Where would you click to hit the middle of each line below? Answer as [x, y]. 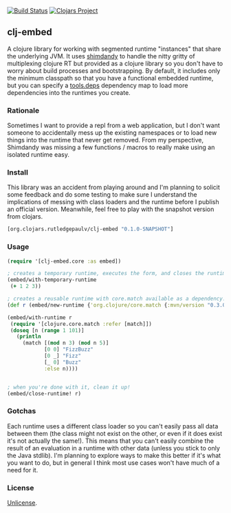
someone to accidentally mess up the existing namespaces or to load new [112, 133]
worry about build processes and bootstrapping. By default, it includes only [114, 70]
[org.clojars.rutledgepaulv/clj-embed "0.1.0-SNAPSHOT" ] [90, 229]
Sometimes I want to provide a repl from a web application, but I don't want [113, 125]
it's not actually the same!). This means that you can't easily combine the [111, 441]
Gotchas [22, 411]
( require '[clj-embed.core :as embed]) [64, 261]
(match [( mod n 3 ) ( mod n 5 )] [66, 343]
